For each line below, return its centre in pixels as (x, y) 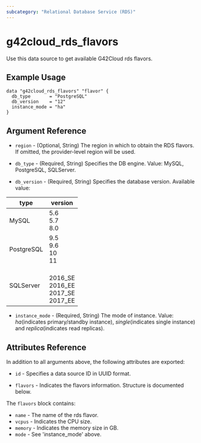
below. (23, 392)
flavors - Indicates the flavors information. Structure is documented (99, 385)
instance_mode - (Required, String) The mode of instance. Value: (94, 316)
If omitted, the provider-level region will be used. (75, 152)
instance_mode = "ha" (39, 107)
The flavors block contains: (41, 403)
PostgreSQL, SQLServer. (45, 170)
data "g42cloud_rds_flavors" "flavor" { (58, 91)
